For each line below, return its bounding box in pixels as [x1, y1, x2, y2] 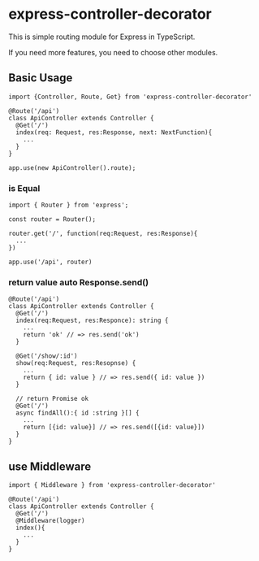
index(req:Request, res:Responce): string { [15, 316, 169, 325]
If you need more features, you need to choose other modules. [8, 47, 218, 57]
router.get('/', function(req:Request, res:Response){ [8, 229, 198, 238]
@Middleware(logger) [15, 517, 85, 525]
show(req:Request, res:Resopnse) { [15, 359, 136, 367]
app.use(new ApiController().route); [8, 163, 136, 172]
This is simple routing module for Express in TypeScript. [8, 32, 196, 41]
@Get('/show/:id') [15, 352, 79, 360]
